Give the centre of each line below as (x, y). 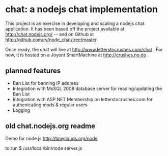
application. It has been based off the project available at (65, 28)
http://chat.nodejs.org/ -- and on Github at (50, 34)
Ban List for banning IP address (46, 83)
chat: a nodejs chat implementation (81, 9)
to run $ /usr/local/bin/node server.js (44, 148)
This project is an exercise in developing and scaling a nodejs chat (75, 23)
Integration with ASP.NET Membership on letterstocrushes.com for (82, 99)
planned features (33, 71)
